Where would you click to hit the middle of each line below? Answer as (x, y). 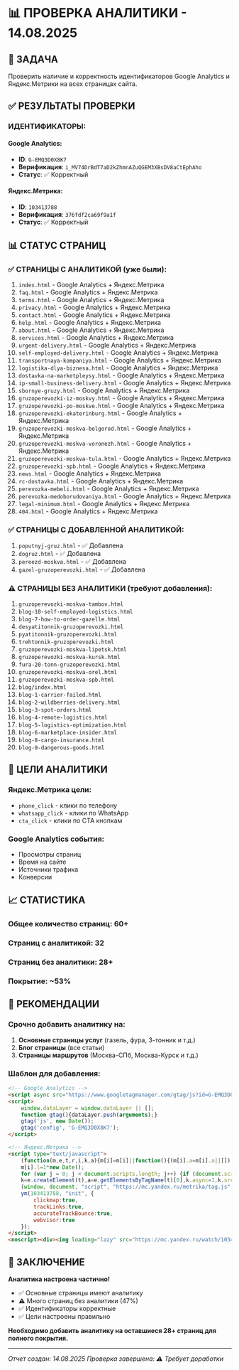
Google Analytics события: (56, 839)
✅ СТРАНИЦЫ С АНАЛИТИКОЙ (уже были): (88, 269)
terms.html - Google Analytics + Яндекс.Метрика (91, 300)
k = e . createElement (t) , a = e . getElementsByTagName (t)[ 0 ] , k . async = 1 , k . (123, 1180)
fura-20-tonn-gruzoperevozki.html (69, 665)
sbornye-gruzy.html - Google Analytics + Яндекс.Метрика (104, 390)
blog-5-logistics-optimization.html (72, 725)
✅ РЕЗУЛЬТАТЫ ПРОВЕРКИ (72, 106)
